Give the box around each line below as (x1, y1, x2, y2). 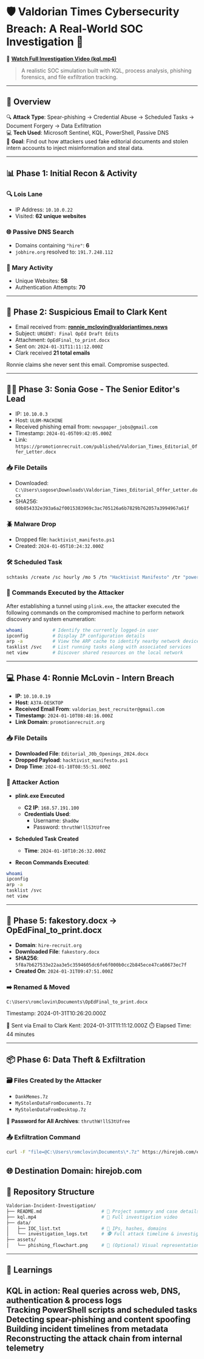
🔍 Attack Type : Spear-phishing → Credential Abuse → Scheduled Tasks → (6, 113, 194, 121)
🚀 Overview (6, 97, 51, 107)
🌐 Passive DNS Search (6, 228, 74, 236)
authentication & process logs (6, 1295, 123, 1305)
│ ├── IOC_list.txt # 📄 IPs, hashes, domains (6, 1226, 167, 1232)
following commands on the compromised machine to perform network (6, 609, 185, 616)
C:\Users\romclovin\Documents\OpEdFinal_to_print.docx (6, 999, 148, 1005)
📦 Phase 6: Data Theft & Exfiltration (6, 1055, 146, 1065)
